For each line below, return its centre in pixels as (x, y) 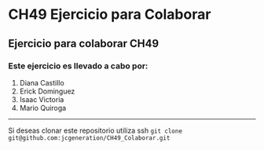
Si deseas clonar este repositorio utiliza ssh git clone (95, 130)
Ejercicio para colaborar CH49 (84, 44)
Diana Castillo (42, 82)
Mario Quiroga (43, 108)
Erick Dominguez (47, 91)
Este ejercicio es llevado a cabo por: (78, 66)
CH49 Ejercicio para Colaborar (110, 15)
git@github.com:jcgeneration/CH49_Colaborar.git (89, 138)
